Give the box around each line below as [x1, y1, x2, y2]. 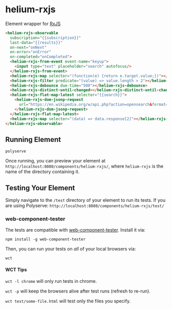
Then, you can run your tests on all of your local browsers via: [5, 246, 136, 252]
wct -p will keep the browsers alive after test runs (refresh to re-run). [5, 288, 151, 294]
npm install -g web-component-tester [5, 237, 86, 242]
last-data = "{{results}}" [10, 40, 63, 45]
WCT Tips [5, 266, 27, 273]
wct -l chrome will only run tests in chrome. [5, 278, 97, 284]
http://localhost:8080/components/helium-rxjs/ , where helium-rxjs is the [5, 163, 164, 170]
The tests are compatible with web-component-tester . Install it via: [5, 227, 146, 233]
